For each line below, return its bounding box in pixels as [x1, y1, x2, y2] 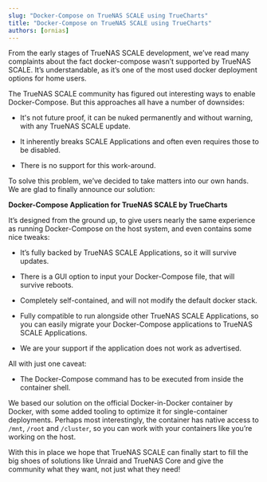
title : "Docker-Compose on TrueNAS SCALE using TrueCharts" [8, 19, 213, 27]
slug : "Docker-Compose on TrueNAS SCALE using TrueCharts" [8, 11, 209, 20]
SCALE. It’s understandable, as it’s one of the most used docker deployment [8, 65, 257, 75]
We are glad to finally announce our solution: [8, 185, 155, 194]
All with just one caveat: [8, 359, 87, 369]
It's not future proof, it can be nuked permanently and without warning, [19, 113, 253, 123]
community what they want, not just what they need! [8, 464, 181, 474]
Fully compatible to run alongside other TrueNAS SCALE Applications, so [19, 312, 259, 321]
